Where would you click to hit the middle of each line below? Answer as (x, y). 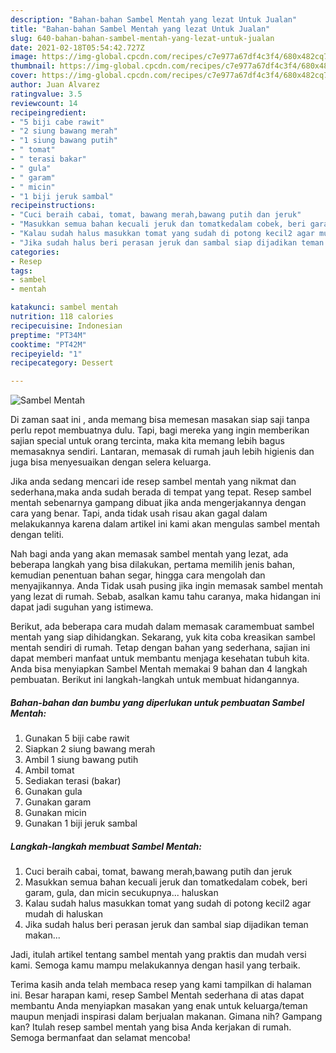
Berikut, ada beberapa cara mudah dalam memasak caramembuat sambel (162, 627)
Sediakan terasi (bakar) (73, 781)
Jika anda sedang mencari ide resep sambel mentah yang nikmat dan (153, 482)
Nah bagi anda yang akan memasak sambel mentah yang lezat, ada (149, 554)
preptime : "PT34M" (48, 335)
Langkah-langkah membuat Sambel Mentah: (106, 846)
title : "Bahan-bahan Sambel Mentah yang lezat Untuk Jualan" (140, 29)
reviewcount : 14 (44, 103)
